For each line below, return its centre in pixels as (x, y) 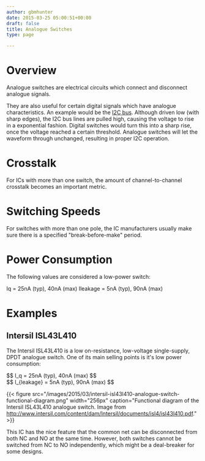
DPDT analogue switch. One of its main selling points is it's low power (94, 357)
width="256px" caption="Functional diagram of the (134, 400)
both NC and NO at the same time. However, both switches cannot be (94, 438)
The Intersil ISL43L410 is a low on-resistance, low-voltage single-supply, (98, 351)
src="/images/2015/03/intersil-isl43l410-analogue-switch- (106, 394)
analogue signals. (28, 94)
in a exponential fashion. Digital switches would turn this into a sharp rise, (99, 126)
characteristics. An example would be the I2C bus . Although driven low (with (103, 112)
